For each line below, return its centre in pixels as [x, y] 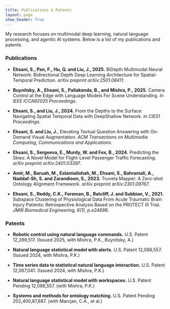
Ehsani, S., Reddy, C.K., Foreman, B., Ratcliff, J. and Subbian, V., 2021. [88, 194]
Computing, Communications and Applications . [62, 142]
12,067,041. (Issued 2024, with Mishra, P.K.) [58, 270]
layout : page [19, 15]
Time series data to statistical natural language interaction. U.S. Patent [89, 265]
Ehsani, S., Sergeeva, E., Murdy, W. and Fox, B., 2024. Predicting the [86, 152]
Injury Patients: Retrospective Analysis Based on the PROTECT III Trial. [86, 204]
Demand [22, 137]
